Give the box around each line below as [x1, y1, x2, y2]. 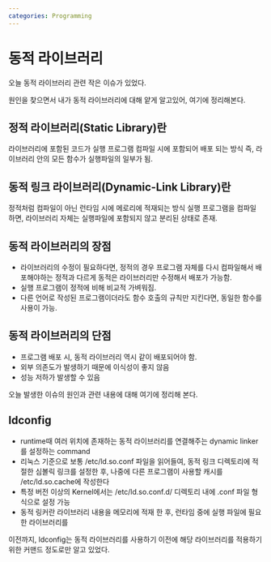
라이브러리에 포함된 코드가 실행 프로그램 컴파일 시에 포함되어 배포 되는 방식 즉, [8, 144, 255, 154]
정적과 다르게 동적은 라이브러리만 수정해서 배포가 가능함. [55, 272, 232, 282]
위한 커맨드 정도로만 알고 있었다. [8, 544, 111, 554]
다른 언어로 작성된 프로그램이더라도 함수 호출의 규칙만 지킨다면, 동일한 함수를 [19, 293, 263, 302]
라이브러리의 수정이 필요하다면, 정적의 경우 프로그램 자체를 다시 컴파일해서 [19, 263, 254, 272]
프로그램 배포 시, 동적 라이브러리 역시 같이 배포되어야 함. [19, 352, 197, 362]
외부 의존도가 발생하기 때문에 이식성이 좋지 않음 [19, 362, 170, 371]
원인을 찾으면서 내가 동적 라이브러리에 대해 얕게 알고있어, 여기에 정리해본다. [8, 95, 246, 105]
